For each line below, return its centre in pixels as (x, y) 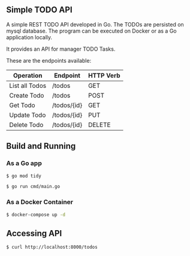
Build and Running (41, 146)
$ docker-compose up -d (36, 214)
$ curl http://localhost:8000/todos (52, 247)
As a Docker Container (40, 202)
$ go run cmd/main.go (33, 187)
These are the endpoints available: (49, 60)
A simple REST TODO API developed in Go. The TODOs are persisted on (95, 24)
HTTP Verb (104, 75)
